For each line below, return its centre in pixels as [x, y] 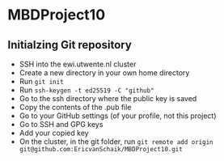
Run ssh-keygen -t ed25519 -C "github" [87, 90]
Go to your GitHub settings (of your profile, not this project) [118, 116]
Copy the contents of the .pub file [75, 107]
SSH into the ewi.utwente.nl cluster [78, 64]
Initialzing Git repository [70, 45]
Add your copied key [54, 133]
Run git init [41, 81]
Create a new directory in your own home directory [104, 73]
